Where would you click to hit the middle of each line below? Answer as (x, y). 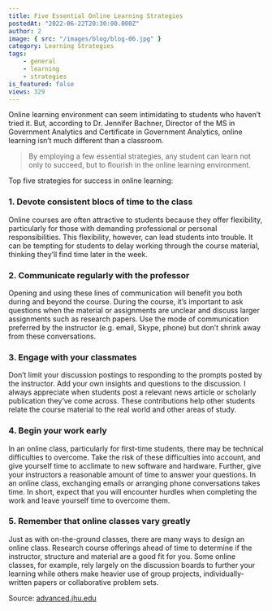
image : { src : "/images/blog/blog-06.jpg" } (85, 39)
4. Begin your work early (58, 430)
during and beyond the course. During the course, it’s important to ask (126, 301)
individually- (224, 574)
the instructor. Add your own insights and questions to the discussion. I (127, 384)
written (20, 582)
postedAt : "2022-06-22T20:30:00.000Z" (74, 24)
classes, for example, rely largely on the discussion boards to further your (132, 565)
